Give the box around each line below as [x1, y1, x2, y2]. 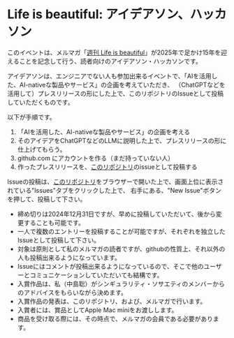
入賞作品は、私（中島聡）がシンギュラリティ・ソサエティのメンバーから [17, 279, 226, 288]
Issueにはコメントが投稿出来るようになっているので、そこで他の [17, 262, 204, 270]
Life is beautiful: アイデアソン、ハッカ [7, 6, 227, 22]
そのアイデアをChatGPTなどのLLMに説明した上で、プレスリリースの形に [17, 136, 227, 145]
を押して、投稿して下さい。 [7, 195, 87, 203]
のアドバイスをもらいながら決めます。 [17, 288, 127, 297]
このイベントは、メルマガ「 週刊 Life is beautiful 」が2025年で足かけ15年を [7, 48, 221, 57]
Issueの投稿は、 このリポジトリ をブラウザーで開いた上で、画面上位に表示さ [7, 177, 224, 186]
